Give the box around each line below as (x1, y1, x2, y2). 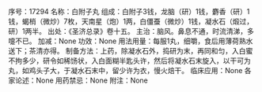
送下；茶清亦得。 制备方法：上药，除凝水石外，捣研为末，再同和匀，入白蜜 (8, 46, 253, 55)
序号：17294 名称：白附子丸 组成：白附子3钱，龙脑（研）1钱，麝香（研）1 (8, 7, 250, 16)
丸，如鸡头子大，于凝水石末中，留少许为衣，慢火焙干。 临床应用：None (8, 66, 243, 75)
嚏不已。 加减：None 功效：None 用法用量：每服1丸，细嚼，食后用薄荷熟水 (8, 36, 253, 46)
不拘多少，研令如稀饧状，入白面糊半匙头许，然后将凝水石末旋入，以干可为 (8, 56, 251, 65)
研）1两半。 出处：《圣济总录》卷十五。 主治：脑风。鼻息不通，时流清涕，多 (8, 27, 255, 35)
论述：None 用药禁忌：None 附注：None (14, 75, 149, 85)
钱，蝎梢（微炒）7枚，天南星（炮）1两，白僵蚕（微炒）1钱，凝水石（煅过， (8, 17, 254, 26)
